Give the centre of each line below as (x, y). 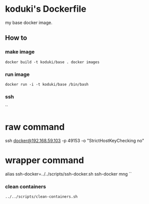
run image (17, 74)
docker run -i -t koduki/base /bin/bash (47, 84)
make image (20, 52)
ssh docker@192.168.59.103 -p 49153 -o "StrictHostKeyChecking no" (75, 141)
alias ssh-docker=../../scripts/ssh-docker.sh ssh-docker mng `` (68, 174)
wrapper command (45, 160)
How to (16, 38)
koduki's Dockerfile (46, 9)
